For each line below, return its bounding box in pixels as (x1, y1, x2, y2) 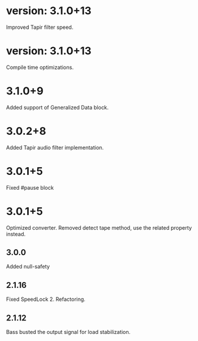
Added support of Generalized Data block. (6, 104, 109, 111)
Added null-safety (6, 263, 50, 270)
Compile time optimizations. (6, 64, 74, 71)
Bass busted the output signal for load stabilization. (6, 329, 131, 336)
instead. (6, 230, 26, 237)
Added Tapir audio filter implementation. (6, 144, 104, 151)
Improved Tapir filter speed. (6, 24, 74, 31)
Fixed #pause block (6, 184, 54, 191)
